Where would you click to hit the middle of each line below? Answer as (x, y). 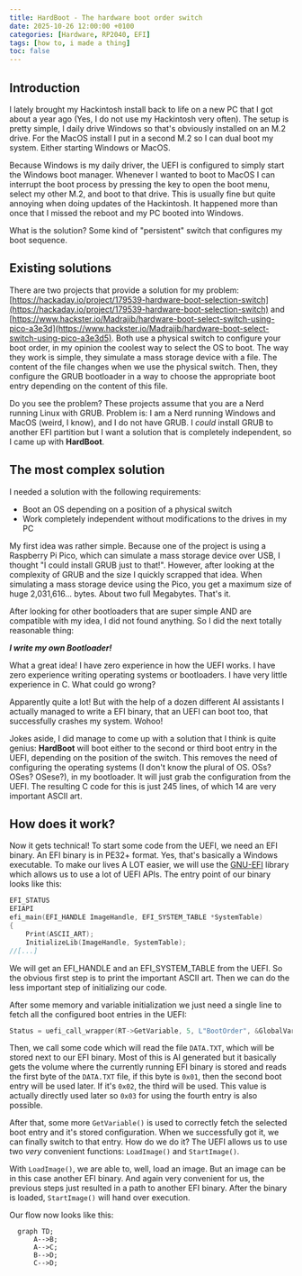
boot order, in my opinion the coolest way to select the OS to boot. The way (149, 347)
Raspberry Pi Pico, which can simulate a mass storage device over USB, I (145, 555)
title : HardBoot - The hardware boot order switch (106, 18)
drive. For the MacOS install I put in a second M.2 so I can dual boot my (142, 138)
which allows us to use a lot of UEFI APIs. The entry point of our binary (140, 874)
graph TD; (36, 1232)
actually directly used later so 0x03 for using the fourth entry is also (133, 1096)
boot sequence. (38, 240)
